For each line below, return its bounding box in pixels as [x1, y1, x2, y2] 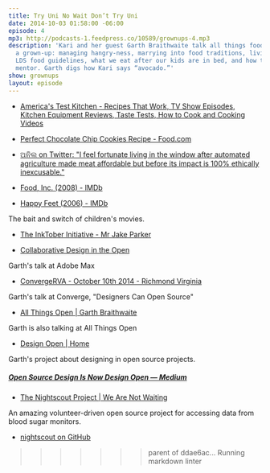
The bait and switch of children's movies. [8, 214, 145, 224]
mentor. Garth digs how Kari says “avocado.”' [15, 64, 174, 72]
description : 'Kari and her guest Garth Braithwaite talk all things [8, 42, 247, 50]
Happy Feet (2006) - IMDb [19, 198, 108, 208]
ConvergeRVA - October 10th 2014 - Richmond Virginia [19, 276, 202, 286]
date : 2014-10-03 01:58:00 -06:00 [8, 19, 125, 27]
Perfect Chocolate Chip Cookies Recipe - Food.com [19, 134, 192, 143]
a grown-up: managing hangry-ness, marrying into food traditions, [15, 49, 247, 57]
